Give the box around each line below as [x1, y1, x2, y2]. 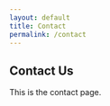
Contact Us [9, 63, 74, 78]
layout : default [9, 13, 70, 22]
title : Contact [9, 22, 67, 31]
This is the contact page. [9, 87, 102, 98]
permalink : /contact [9, 30, 87, 39]
